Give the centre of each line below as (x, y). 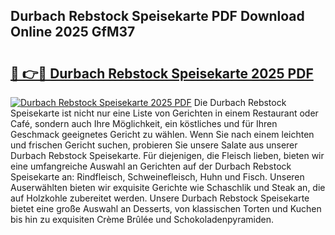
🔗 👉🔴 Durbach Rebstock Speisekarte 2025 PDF (162, 73)
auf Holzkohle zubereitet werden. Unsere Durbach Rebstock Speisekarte (160, 198)
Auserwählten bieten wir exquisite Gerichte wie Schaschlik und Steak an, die (168, 187)
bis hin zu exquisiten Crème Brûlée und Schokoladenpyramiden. (142, 219)
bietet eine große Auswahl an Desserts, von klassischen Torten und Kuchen (166, 208)
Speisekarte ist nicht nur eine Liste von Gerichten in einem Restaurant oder (164, 113)
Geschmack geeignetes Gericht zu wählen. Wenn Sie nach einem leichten (162, 134)
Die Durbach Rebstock (240, 102)
